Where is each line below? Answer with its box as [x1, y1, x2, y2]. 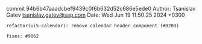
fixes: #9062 [6, 33, 39, 39]
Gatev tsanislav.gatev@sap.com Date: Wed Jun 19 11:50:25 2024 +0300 [6, 11, 185, 18]
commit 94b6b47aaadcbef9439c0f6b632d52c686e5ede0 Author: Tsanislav [6, 5, 196, 12]
